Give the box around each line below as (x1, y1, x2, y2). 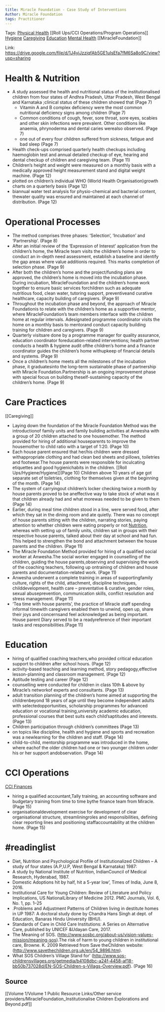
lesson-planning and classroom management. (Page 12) (12, 671, 126, 677)
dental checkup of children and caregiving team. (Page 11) (12, 157, 131, 163)
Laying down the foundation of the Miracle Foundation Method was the (12, 423, 157, 428)
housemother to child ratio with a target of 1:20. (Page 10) (12, 444, 129, 450)
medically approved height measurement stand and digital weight (12, 167, 145, 173)
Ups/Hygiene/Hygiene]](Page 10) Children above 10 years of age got (12, 470, 152, 476)
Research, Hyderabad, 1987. (12, 874, 69, 880)
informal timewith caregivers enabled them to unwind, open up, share (12, 606, 154, 612)
